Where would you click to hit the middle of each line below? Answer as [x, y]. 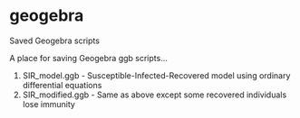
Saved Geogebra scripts [54, 41]
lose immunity [48, 104]
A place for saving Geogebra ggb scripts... [88, 58]
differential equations [62, 85]
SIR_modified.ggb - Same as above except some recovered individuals [155, 95]
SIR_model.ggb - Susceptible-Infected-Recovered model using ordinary [156, 75]
